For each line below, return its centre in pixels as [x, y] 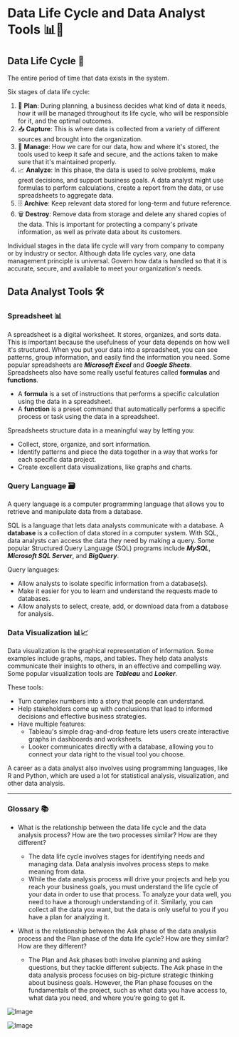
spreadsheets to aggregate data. [65, 195]
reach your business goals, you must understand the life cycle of [123, 886]
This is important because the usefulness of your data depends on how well [118, 342]
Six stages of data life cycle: [49, 92]
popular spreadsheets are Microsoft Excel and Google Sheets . [100, 365]
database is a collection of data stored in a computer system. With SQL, [113, 532]
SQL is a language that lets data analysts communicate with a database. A [116, 525]
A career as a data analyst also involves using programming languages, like [118, 768]
